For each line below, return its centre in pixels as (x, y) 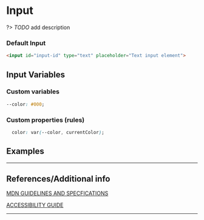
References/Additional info (58, 179)
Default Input (26, 43)
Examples (25, 151)
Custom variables (33, 92)
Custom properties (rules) (46, 120)
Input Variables (36, 74)
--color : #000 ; (25, 104)
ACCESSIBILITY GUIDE (35, 205)
